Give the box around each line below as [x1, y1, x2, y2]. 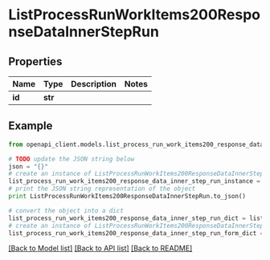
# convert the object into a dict [8, 206, 125, 214]
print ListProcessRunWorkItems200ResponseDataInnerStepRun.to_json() [8, 193, 247, 201]
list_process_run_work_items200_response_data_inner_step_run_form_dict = [8, 229, 264, 238]
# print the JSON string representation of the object [8, 185, 196, 193]
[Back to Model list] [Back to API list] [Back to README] [8, 243, 193, 254]
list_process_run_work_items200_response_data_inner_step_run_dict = [8, 214, 247, 222]
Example [8, 119, 53, 133]
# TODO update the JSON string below [8, 155, 135, 163]
